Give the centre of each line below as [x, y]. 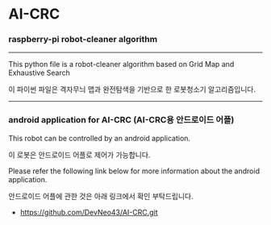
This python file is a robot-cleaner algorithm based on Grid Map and [121, 65]
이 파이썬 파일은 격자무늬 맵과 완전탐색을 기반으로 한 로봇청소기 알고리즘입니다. [132, 90]
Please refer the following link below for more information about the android [134, 171]
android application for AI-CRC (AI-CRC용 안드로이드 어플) [121, 120]
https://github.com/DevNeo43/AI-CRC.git [89, 212]
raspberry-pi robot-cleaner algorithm [83, 40]
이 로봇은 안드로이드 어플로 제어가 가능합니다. [79, 155]
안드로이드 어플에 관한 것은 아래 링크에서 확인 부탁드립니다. [101, 196]
